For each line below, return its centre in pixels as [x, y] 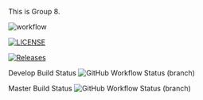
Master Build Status [41, 88]
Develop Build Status [43, 73]
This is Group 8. [34, 12]
